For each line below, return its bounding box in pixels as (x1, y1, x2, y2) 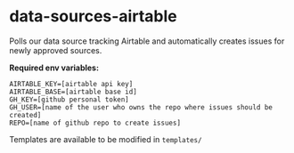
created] (9, 110, 42, 119)
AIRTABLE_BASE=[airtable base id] (9, 87, 138, 96)
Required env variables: (9, 62, 100, 73)
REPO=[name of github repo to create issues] (9, 118, 181, 127)
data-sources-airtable (9, 6, 177, 27)
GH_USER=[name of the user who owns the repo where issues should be (9, 102, 274, 112)
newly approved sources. (9, 44, 102, 55)
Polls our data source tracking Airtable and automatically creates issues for (9, 36, 285, 46)
